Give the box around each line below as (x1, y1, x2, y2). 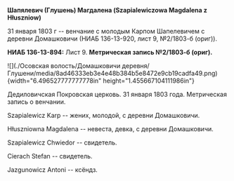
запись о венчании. (7, 98, 66, 106)
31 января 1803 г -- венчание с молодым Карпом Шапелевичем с (7, 27, 205, 35)
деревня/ (122, 62, 150, 69)
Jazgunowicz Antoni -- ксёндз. (7, 166, 98, 174)
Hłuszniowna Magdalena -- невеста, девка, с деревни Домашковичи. (7, 125, 214, 133)
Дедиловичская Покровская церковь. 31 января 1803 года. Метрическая (7, 90, 227, 98)
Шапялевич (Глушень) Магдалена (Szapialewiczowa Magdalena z (7, 6, 207, 14)
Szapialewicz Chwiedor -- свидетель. (7, 138, 117, 147)
